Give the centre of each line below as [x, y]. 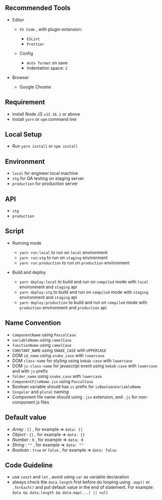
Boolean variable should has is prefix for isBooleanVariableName [76, 386]
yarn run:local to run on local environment [63, 252]
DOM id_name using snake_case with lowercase [58, 355]
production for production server [45, 184]
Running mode [27, 243]
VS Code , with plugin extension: [51, 29]
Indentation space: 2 [47, 68]
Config [26, 53]
